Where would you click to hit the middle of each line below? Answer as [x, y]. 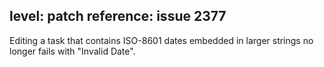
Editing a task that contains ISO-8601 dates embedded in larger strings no [161, 40]
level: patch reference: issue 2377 [118, 16]
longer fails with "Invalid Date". [72, 51]
